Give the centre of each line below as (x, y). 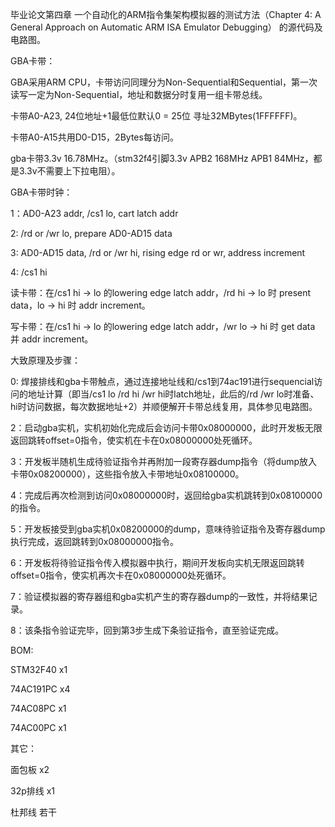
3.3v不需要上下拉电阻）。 (69, 171)
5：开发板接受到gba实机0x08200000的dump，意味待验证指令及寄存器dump (168, 529)
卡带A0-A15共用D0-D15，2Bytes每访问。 (94, 137)
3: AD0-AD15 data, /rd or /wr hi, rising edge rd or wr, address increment (158, 252)
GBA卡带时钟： (41, 192)
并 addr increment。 (52, 339)
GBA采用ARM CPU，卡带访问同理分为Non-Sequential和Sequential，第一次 (164, 82)
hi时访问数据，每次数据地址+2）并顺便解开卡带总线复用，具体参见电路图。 (164, 406)
